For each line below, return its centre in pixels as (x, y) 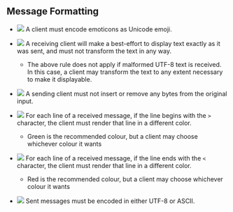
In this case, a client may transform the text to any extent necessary (125, 72)
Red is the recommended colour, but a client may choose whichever (125, 179)
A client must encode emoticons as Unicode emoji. (99, 29)
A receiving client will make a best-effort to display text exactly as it (123, 43)
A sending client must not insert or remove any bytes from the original (126, 93)
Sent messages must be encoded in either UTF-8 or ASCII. (110, 201)
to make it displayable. (59, 79)
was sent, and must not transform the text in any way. (94, 51)
